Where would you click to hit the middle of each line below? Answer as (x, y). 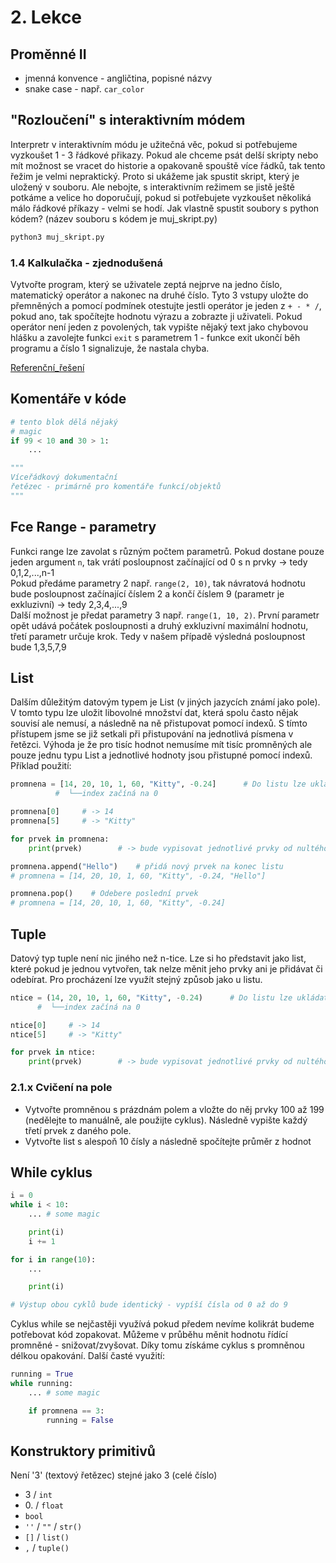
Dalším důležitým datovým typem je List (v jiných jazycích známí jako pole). (165, 702)
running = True (42, 1374)
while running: (42, 1384)
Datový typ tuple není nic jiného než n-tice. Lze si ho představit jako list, (158, 958)
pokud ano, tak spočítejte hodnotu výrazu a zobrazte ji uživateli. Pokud (156, 316)
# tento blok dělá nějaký (64, 422)
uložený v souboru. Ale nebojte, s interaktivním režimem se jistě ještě (152, 187)
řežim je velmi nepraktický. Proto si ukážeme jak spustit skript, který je (155, 176)
